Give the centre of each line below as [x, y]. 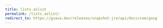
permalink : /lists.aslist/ [32, 14]
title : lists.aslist [26, 9]
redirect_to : [18, 18]
